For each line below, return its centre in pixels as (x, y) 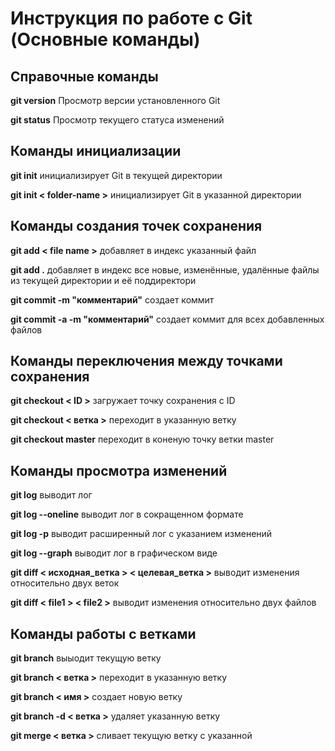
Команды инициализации (96, 151)
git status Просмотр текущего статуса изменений (117, 120)
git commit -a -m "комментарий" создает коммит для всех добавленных (167, 319)
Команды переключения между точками (146, 361)
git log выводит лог (51, 495)
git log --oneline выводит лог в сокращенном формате (127, 514)
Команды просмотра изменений (119, 470)
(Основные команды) (105, 39)
